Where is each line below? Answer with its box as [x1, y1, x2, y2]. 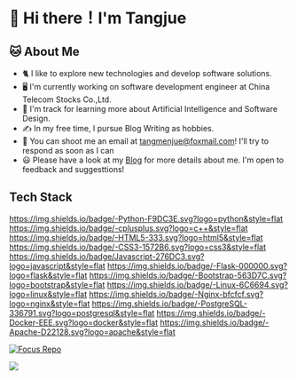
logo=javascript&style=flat [9, 260, 106, 271]
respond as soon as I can [21, 146, 114, 155]
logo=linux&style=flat [9, 289, 88, 299]
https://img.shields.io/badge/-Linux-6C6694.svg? [106, 279, 289, 289]
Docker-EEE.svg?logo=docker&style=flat [9, 317, 159, 328]
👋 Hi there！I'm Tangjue [9, 8, 187, 28]
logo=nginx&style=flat [9, 298, 90, 309]
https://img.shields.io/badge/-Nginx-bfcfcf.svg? [88, 289, 264, 299]
